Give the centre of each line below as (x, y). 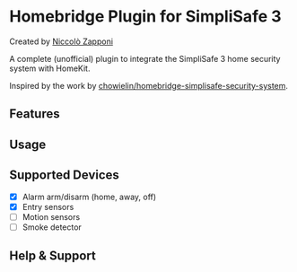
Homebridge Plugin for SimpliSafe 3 (145, 17)
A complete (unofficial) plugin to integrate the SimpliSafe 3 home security (145, 58)
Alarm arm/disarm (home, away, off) (89, 197)
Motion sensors (51, 216)
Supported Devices (64, 175)
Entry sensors (48, 206)
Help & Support (53, 256)
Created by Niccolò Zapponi (61, 41)
